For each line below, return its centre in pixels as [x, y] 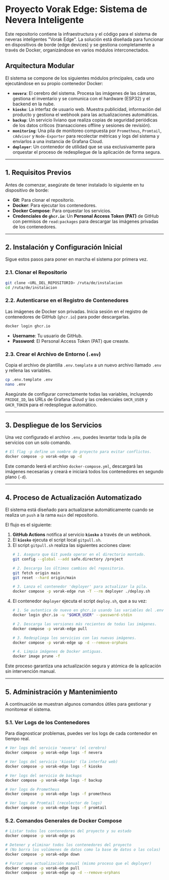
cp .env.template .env [29, 380]
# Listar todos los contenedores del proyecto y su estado [68, 831]
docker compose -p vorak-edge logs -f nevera [54, 753]
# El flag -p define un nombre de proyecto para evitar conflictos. [78, 452]
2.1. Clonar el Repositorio [36, 272]
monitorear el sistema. [28, 709]
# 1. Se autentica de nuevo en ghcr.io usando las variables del [82, 610]
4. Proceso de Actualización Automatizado [73, 497]
